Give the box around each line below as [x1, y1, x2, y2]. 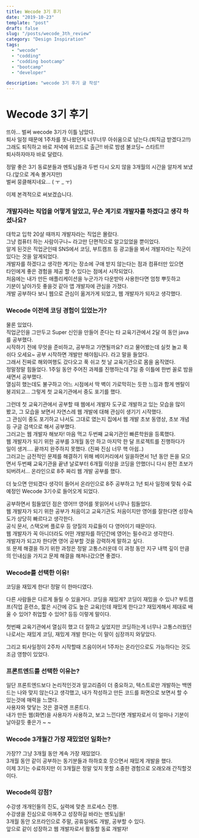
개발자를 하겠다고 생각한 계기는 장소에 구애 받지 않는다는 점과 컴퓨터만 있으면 [6, 260, 184, 267]
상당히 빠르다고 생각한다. [17, 515, 75, 522]
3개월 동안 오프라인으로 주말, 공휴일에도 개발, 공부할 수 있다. [6, 818, 146, 825]
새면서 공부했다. [6, 373, 43, 380]
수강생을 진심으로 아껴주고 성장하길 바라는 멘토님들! [6, 810, 125, 817]
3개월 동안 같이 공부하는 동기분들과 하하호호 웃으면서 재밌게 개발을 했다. [6, 757, 173, 764]
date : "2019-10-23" [6, 14, 55, 20]
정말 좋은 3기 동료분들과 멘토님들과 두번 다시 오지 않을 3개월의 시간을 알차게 [6, 163, 182, 171]
